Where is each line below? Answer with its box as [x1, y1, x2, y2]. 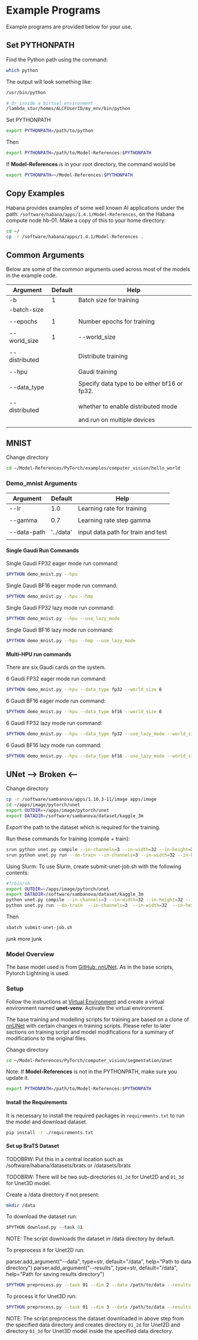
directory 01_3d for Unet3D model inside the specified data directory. [6, 1328, 173, 1335]
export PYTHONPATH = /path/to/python [6, 128, 94, 134]
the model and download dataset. [6, 1118, 88, 1125]
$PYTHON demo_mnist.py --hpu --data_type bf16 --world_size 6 [6, 709, 162, 715]
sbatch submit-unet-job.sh [6, 925, 72, 931]
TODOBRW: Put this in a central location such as [6, 1155, 124, 1163]
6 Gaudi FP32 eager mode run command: [6, 675, 107, 682]
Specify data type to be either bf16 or [78, 380, 183, 388]
